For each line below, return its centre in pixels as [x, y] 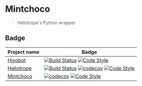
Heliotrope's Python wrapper [46, 23]
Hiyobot [17, 60]
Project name [24, 52]
